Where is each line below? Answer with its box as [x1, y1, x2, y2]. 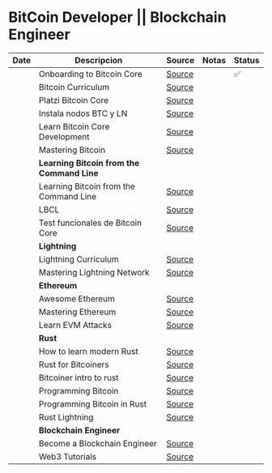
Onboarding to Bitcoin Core [39, 68, 143, 79]
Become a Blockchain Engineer [39, 437, 158, 449]
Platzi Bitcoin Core [39, 94, 109, 105]
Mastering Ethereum [39, 306, 117, 317]
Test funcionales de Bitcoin [39, 217, 142, 228]
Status [233, 54, 260, 66]
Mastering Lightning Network [39, 266, 150, 278]
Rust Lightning [39, 411, 94, 423]
